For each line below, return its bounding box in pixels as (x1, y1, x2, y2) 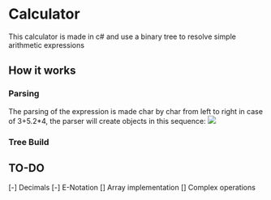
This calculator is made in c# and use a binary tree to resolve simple (8, 32, 237, 41)
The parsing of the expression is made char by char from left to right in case (8, 106, 264, 116)
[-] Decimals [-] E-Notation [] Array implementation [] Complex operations (8, 183, 256, 193)
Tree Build (8, 136, 49, 147)
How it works (8, 64, 76, 78)
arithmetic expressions (8, 40, 85, 49)
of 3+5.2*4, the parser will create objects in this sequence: (8, 116, 206, 126)
